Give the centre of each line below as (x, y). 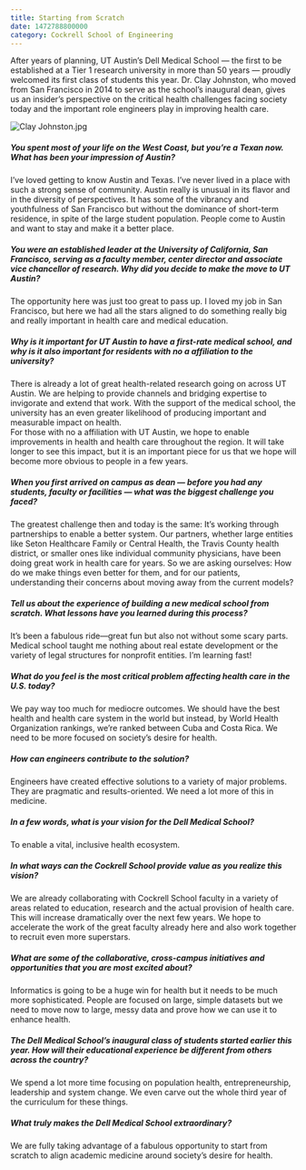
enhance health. (40, 1020)
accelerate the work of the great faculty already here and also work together (153, 927)
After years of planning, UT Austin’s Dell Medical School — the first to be (146, 61)
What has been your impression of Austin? (93, 157)
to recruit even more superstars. (70, 937)
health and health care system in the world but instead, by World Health (144, 718)
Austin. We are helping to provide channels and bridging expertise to (138, 393)
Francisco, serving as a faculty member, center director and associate (147, 259)
